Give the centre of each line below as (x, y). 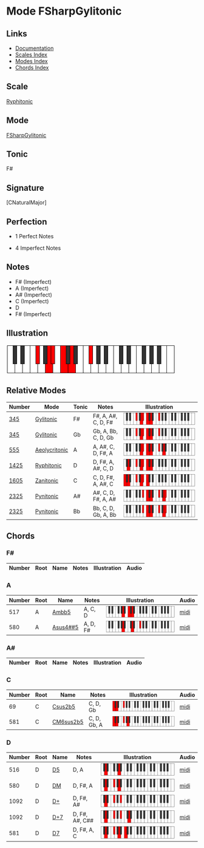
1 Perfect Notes (34, 236)
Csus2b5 (64, 707)
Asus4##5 (66, 627)
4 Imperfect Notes (38, 248)
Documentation (34, 48)
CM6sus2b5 (68, 722)
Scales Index (31, 55)
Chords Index (32, 67)
